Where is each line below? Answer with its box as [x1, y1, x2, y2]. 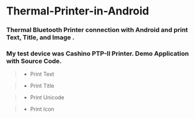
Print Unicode [30, 94, 65, 101]
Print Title [30, 82, 54, 90]
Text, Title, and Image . [6, 33, 75, 42]
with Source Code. [6, 57, 62, 66]
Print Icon [30, 105, 54, 113]
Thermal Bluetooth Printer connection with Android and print [6, 26, 188, 34]
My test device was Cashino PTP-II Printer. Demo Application [6, 49, 189, 58]
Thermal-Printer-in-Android [6, 4, 150, 18]
